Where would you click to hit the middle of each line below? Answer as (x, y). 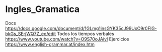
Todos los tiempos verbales (86, 33)
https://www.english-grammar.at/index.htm (50, 44)
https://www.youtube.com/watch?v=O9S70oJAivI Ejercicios (67, 39)
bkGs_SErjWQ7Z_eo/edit (31, 33)
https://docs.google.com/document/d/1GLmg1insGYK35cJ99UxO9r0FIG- (81, 28)
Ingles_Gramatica (43, 9)
